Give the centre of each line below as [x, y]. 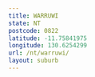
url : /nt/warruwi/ [39, 53]
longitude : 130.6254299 [48, 46]
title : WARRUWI [34, 16]
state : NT [25, 23]
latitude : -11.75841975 [48, 38]
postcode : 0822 [34, 30]
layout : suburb [34, 61]
